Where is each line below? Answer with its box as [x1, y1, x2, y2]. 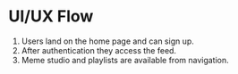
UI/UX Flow [8, 6, 94, 27]
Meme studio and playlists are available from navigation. [21, 54, 229, 65]
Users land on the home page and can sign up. [21, 36, 194, 46]
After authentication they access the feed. [21, 45, 176, 55]
